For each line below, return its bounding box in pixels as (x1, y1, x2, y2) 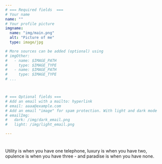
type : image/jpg (9, 40, 43, 45)
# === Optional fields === (5, 94, 61, 99)
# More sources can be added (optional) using (5, 48, 104, 54)
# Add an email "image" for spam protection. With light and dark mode (5, 108, 157, 113)
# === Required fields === (5, 7, 64, 12)
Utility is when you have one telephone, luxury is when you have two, (5, 148, 148, 154)
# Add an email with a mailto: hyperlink (5, 99, 93, 104)
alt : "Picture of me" (9, 35, 55, 40)
